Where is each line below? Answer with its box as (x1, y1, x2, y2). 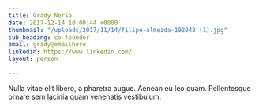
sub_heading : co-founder (8, 33, 90, 42)
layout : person (8, 56, 58, 64)
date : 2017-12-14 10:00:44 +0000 (8, 19, 118, 27)
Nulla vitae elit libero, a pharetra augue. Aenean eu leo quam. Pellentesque (8, 83, 251, 93)
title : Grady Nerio (8, 11, 73, 20)
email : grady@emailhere (8, 41, 87, 49)
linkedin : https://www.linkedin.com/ (8, 48, 133, 56)
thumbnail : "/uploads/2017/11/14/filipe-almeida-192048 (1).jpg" (8, 26, 227, 34)
